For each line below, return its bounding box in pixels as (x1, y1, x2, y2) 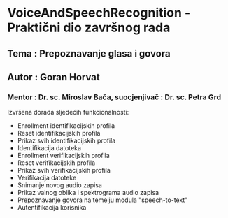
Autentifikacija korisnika (17, 203, 87, 212)
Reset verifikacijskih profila (17, 159, 96, 167)
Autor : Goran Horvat (7, 71, 100, 83)
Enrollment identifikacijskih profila (17, 122, 115, 130)
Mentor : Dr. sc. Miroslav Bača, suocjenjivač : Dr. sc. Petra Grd (7, 92, 222, 102)
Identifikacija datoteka (17, 144, 82, 152)
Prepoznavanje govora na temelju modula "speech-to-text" (17, 196, 188, 204)
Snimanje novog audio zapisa (17, 181, 103, 189)
